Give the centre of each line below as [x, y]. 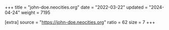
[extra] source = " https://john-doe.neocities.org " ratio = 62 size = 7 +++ [80, 22]
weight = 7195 [36, 12]
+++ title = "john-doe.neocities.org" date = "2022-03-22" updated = [76, 7]
